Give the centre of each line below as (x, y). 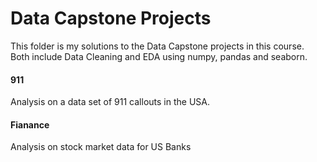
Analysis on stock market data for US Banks (101, 147)
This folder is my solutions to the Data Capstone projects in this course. (157, 46)
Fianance (30, 124)
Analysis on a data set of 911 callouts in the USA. (110, 102)
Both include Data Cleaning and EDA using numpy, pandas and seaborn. (159, 56)
